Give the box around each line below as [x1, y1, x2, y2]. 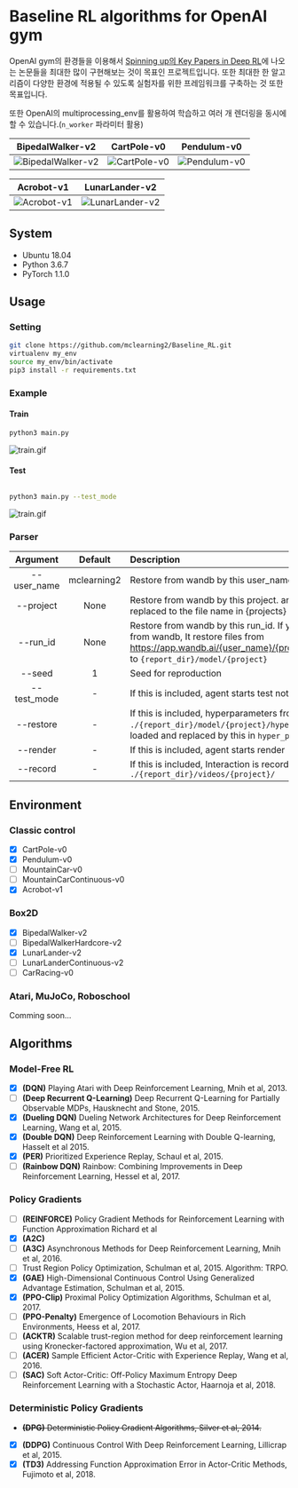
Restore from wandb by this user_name [129, 574, 294, 587]
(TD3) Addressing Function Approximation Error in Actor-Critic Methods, [21, 1459, 288, 1469]
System [9, 226, 53, 241]
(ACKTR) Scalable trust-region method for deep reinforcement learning [21, 1331, 284, 1342]
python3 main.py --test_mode [9, 493, 117, 502]
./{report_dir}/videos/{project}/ [129, 770, 276, 780]
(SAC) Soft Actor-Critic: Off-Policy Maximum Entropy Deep [21, 1370, 238, 1381]
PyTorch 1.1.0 [21, 268, 70, 279]
